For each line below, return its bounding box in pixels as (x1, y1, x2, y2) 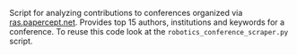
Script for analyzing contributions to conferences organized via (9, 8, 243, 18)
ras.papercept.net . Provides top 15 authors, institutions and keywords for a (9, 17, 285, 27)
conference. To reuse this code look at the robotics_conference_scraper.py (9, 27, 289, 36)
